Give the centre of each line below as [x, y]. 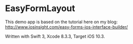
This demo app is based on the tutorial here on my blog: [61, 22]
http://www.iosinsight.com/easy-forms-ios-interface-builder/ [66, 27]
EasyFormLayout [40, 8]
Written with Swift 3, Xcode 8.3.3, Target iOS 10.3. [55, 36]
